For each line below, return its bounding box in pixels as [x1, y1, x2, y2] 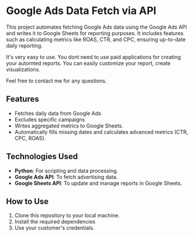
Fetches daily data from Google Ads [14, 109, 101, 116]
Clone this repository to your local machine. [14, 212, 120, 219]
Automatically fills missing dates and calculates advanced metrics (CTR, [14, 128, 189, 135]
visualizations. [6, 66, 41, 73]
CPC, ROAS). [14, 135, 46, 142]
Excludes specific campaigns [14, 116, 85, 123]
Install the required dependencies [14, 218, 96, 225]
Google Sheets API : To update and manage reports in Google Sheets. [14, 180, 182, 187]
